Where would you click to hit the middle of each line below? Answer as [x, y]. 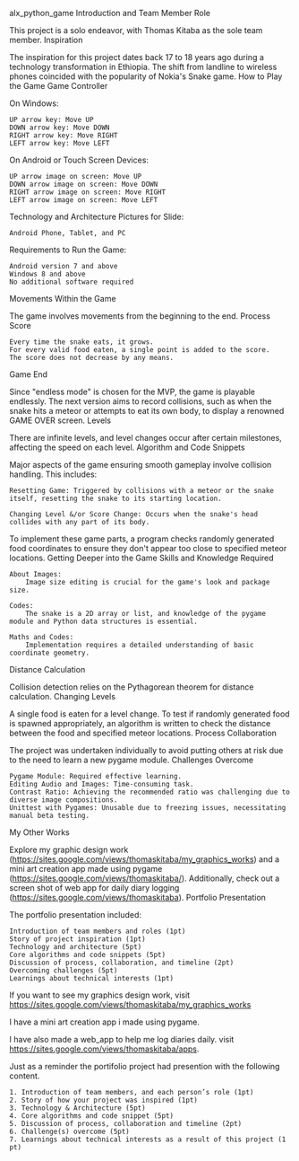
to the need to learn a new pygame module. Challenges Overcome [131, 760]
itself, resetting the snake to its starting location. [115, 498]
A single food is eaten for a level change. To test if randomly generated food [149, 714]
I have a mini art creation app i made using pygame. [104, 1022]
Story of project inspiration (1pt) [77, 939]
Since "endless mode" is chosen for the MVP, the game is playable [132, 391]
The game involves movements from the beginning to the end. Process [140, 316]
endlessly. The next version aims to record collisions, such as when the [141, 401]
